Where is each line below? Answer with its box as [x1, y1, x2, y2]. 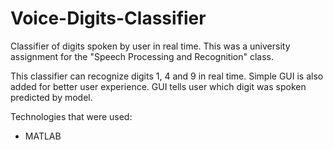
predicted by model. [10, 91, 93, 103]
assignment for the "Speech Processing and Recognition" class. [10, 50, 274, 62]
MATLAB [24, 130, 62, 142]
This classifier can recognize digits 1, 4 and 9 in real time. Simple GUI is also [10, 70, 324, 82]
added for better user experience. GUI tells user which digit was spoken [10, 80, 307, 92]
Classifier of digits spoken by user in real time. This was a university [10, 40, 291, 52]
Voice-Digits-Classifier [10, 7, 207, 30]
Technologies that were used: [10, 110, 133, 122]
